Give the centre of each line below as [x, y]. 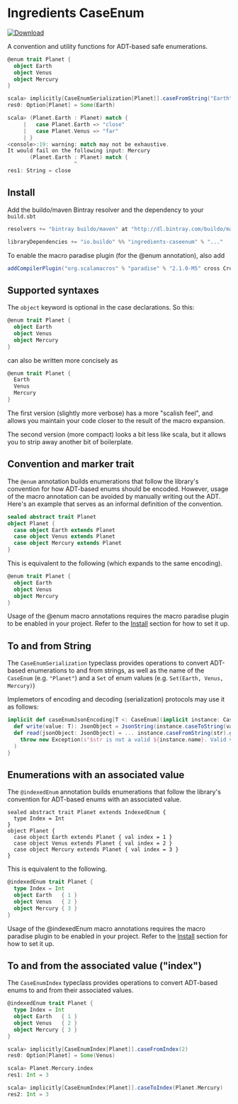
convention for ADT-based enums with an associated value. [95, 799]
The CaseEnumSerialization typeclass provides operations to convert [108, 663]
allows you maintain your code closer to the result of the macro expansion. [116, 420]
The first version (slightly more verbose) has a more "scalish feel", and [110, 413]
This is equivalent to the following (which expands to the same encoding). [115, 563]
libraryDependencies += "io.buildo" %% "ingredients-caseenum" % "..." [115, 242]
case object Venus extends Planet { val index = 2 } [93, 844]
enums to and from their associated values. [70, 991]
